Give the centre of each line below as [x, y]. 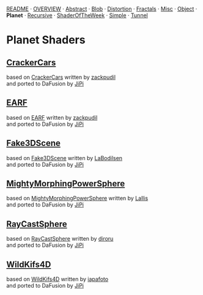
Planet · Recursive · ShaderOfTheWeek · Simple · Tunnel [77, 15]
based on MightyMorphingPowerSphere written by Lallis [77, 198]
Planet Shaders [46, 40]
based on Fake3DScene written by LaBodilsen [65, 158]
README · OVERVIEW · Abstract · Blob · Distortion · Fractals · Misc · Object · [102, 9]
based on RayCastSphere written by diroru [60, 239]
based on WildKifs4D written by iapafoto [57, 279]
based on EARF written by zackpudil [52, 117]
